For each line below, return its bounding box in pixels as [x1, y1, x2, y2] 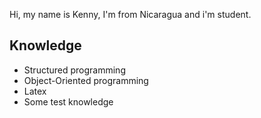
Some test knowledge [23, 95, 114, 108]
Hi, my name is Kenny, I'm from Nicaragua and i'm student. [9, 9, 252, 20]
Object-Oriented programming [23, 74, 149, 86]
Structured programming [23, 64, 126, 76]
